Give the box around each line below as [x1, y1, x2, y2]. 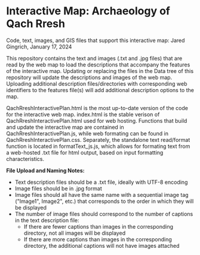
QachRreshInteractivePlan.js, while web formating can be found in [6, 130, 169, 137]
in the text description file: [14, 217, 79, 224]
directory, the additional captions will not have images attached [23, 242, 180, 249]
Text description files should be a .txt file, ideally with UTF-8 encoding [14, 178, 188, 186]
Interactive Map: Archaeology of [6, 4, 171, 18]
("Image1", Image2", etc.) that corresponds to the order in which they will [14, 198, 194, 205]
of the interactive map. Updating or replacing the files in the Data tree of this [6, 67, 194, 74]
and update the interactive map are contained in [6, 123, 124, 130]
